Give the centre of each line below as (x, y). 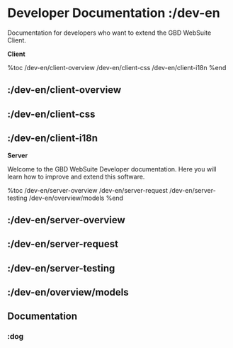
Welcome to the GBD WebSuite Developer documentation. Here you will (112, 169)
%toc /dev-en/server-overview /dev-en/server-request (88, 190)
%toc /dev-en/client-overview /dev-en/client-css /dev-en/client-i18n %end (117, 67)
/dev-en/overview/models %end (76, 198)
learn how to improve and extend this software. (76, 176)
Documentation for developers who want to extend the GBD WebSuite (109, 33)
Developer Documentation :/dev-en (114, 13)
